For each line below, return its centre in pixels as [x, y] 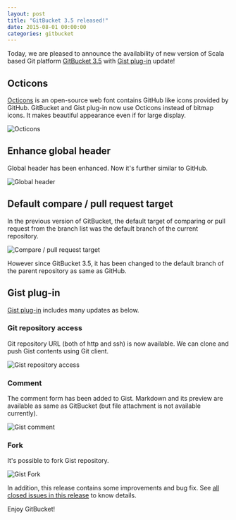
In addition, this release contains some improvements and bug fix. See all [113, 488]
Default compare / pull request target [91, 204]
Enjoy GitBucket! [31, 509]
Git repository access [45, 328]
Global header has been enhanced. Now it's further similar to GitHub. [107, 168]
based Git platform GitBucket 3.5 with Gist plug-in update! [91, 61]
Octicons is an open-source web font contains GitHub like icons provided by [118, 100]
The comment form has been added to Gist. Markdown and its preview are [115, 399]
